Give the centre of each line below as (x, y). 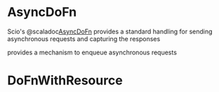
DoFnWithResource (65, 80)
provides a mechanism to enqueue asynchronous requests (92, 52)
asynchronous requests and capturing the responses (84, 38)
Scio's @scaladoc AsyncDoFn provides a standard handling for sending (110, 31)
